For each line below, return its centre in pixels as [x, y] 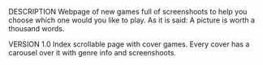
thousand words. [37, 28]
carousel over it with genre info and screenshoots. [93, 53]
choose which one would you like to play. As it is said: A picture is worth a [132, 20]
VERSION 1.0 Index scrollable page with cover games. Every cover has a [129, 44]
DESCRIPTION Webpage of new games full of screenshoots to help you [128, 12]
